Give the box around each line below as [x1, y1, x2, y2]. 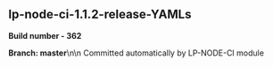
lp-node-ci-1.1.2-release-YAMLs [8, 7, 192, 22]
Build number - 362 [8, 30, 82, 41]
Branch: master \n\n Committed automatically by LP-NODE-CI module [8, 48, 265, 58]
